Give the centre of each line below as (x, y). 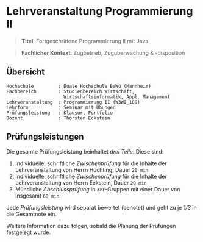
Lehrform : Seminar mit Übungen (61, 107)
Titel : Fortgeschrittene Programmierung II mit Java (85, 41)
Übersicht (26, 72)
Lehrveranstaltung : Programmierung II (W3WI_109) (73, 102)
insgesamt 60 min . (38, 196)
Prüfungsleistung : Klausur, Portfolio (60, 113)
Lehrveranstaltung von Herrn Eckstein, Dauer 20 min (81, 183)
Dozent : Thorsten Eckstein (59, 118)
